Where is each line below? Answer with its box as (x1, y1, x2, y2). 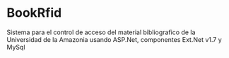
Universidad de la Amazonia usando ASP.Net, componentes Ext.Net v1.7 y (6, 35, 222, 43)
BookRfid (6, 5, 62, 21)
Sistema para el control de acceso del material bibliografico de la (6, 28, 196, 36)
